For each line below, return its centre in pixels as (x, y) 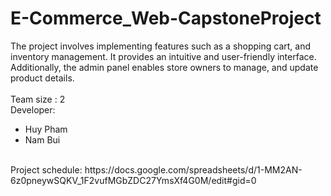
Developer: (33, 109)
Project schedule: (46, 169)
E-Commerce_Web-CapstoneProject (166, 18)
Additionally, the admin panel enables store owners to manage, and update (164, 67)
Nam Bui (42, 139)
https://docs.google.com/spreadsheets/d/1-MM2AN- (193, 169)
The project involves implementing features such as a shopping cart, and (161, 46)
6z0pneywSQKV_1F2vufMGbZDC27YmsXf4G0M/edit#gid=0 (133, 180)
